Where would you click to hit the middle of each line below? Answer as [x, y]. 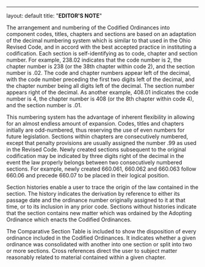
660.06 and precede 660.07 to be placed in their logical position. [88, 175]
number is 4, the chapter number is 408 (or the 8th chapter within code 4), [100, 99]
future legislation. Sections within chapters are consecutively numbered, [97, 137]
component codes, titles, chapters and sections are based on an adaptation [101, 34]
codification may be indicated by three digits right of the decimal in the [95, 156]
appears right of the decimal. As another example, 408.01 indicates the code [103, 92]
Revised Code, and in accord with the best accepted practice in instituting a [102, 47]
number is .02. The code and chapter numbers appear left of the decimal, [99, 73]
